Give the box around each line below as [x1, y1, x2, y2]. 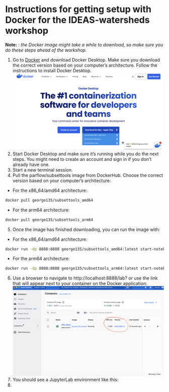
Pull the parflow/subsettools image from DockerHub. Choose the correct [12, 172, 163, 178]
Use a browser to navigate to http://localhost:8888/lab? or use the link [12, 275, 158, 281]
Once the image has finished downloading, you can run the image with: [12, 226, 160, 233]
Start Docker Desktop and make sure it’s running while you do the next [12, 150, 159, 157]
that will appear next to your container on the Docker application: [12, 281, 147, 287]
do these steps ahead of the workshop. [5, 47, 87, 53]
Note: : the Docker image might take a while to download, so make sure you [5, 41, 163, 47]
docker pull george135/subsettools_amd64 [5, 198, 94, 203]
